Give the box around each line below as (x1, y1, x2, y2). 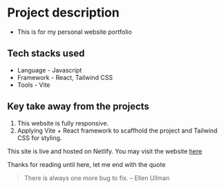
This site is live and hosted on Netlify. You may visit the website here (7, 147, 203, 155)
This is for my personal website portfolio (17, 28, 133, 36)
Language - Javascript (17, 66, 82, 74)
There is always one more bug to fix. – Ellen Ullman (24, 174, 170, 182)
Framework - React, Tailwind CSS (17, 73, 113, 81)
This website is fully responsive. (17, 119, 109, 127)
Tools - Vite (17, 81, 50, 89)
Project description (7, 5, 120, 21)
